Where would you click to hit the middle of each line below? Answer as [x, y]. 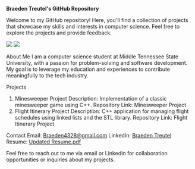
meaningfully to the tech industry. [47, 76]
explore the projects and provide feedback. [59, 33]
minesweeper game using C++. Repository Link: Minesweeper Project [100, 105]
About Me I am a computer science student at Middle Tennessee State [92, 57]
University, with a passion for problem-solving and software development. [97, 63]
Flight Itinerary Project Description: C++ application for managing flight [102, 111]
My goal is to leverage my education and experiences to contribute [88, 69]
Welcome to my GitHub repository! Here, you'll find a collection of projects [97, 20]
